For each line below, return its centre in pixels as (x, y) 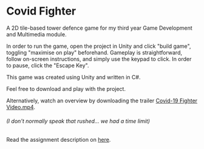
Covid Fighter (41, 11)
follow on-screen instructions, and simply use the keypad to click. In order (99, 59)
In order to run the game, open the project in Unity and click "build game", (99, 46)
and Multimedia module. (36, 34)
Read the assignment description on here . (59, 140)
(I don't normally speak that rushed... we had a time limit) (78, 121)
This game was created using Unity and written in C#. (73, 77)
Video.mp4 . (21, 107)
